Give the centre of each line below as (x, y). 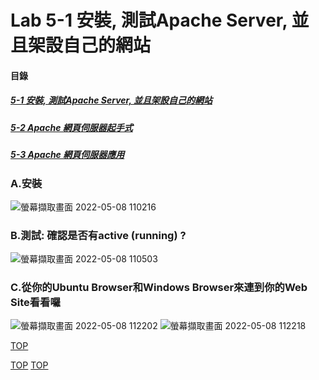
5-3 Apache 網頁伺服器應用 (67, 155)
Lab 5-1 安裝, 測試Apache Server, (149, 20)
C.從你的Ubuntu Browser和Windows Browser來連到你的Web (159, 288)
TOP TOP (29, 365)
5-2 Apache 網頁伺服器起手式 (71, 127)
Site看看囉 (35, 303)
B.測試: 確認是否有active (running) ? (98, 235)
